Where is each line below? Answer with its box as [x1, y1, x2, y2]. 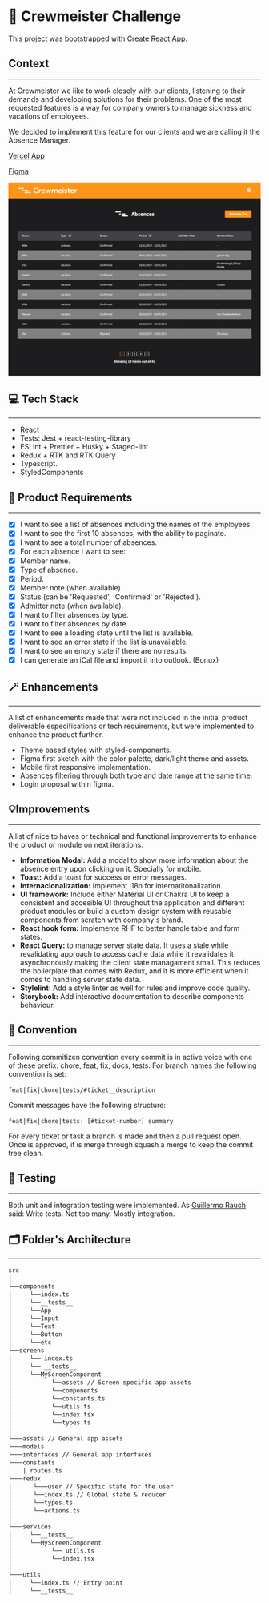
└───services [8, 1523, 52, 1531]
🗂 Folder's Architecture [8, 1233, 131, 1247]
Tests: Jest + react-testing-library [19, 433, 132, 443]
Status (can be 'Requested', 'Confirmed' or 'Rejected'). [19, 592, 202, 602]
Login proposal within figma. [19, 779, 114, 789]
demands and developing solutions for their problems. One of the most [8, 94, 242, 103]
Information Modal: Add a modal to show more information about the [19, 855, 249, 864]
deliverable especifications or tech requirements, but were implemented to [8, 721, 255, 731]
